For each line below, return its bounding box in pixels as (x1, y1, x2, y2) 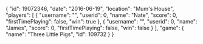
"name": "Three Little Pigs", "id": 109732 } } (5, 31, 114, 38)
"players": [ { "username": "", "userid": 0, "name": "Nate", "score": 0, (5, 11, 177, 19)
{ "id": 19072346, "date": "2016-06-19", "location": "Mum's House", (5, 5, 174, 12)
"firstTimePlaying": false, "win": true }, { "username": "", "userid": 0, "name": (5, 18, 198, 25)
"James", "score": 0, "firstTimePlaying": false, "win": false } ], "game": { (5, 24, 184, 31)
